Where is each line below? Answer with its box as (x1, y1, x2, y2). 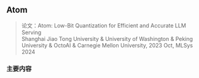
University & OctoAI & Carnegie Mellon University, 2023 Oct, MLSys (21, 41, 193, 49)
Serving (21, 29, 42, 36)
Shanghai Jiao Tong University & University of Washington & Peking (21, 35, 193, 42)
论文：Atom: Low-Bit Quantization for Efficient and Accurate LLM (21, 21, 186, 29)
